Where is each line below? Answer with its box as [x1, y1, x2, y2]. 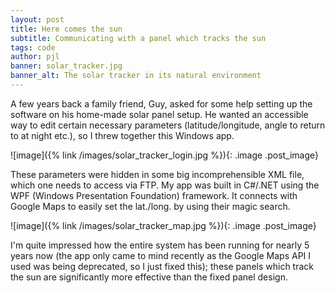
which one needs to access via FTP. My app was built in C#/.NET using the [10, 179, 320, 191]
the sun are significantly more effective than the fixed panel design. [10, 271, 288, 283]
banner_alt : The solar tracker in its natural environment [10, 71, 262, 81]
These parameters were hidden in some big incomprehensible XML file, [10, 168, 305, 180]
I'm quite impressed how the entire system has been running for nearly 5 [10, 239, 310, 251]
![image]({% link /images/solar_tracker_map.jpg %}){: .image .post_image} [10, 219, 317, 231]
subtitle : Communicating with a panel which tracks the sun [10, 33, 267, 43]
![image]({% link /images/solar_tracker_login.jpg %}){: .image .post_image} [10, 149, 320, 161]
